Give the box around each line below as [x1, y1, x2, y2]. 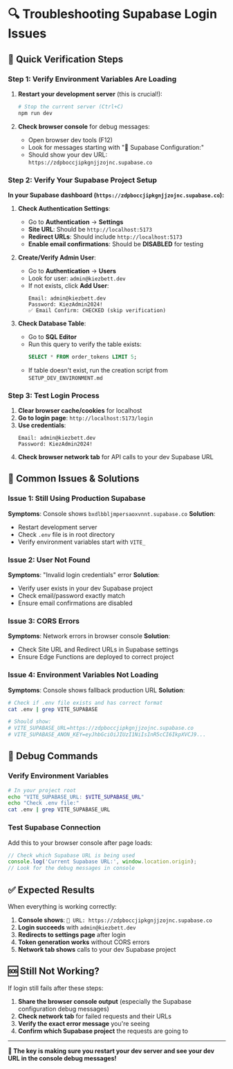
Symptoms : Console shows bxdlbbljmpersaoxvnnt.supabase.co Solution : [8, 509, 216, 518]
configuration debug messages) [17, 1004, 110, 1013]
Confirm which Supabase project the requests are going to [17, 1027, 189, 1035]
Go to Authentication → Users [28, 266, 117, 275]
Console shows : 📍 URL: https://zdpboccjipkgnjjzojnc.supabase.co [17, 916, 213, 924]
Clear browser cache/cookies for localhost [17, 407, 142, 415]
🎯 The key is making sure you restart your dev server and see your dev [8, 1046, 215, 1055]
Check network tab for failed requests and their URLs [17, 1011, 172, 1020]
